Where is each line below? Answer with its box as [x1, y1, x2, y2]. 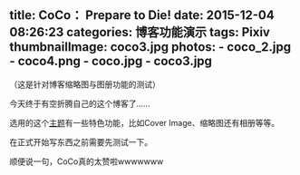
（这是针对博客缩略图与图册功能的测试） [9, 79, 160, 90]
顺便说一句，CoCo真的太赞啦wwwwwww [9, 156, 164, 167]
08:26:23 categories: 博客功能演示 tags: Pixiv [9, 24, 270, 40]
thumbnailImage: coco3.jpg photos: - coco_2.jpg [9, 39, 292, 55]
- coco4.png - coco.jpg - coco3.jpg [9, 53, 213, 69]
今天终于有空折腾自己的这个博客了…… [9, 98, 151, 109]
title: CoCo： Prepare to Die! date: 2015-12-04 [9, 7, 275, 24]
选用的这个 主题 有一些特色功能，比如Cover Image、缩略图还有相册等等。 [9, 117, 279, 128]
